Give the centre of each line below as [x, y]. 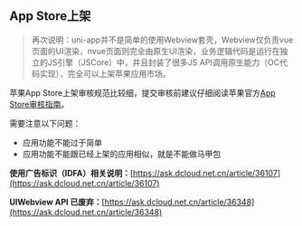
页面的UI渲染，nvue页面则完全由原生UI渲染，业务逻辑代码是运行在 [156, 51]
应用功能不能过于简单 [62, 142]
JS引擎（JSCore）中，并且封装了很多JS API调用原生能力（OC [164, 62]
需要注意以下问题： [45, 123]
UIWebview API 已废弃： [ [57, 202]
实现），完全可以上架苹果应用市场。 [105, 73]
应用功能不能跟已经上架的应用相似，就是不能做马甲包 [122, 154]
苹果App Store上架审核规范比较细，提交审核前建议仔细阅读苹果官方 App [142, 92]
